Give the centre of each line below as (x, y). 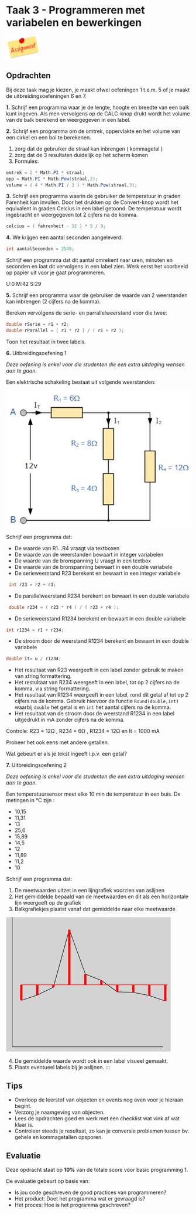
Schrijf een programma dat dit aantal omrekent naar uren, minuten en (89, 260)
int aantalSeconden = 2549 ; (40, 249)
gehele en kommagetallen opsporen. (59, 1137)
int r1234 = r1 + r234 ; (35, 630)
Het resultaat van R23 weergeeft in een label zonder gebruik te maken (99, 670)
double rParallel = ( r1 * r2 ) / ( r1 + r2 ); (65, 330)
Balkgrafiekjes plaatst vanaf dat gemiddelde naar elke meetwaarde (95, 909)
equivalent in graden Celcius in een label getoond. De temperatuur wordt (94, 209)
